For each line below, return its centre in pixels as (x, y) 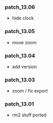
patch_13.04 (20, 55)
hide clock (23, 18)
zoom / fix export (30, 91)
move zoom (24, 42)
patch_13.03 (20, 80)
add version (24, 67)
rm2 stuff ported (29, 115)
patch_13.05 (20, 32)
